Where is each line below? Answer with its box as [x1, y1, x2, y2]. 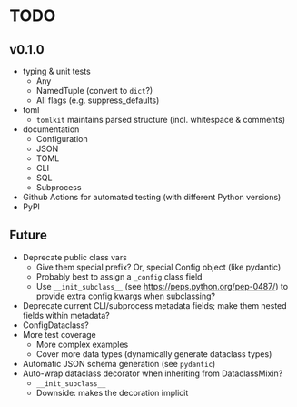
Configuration [35, 134, 88, 144]
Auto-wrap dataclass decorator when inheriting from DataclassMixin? [22, 368, 283, 379]
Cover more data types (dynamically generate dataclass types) [35, 348, 272, 360]
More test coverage [22, 329, 97, 340]
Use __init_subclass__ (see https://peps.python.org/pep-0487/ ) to [35, 280, 289, 291]
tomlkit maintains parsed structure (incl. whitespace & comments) [35, 115, 286, 125]
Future [9, 228, 48, 243]
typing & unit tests [22, 66, 91, 76]
